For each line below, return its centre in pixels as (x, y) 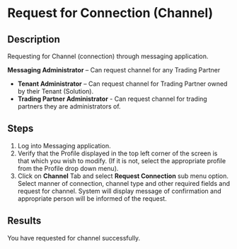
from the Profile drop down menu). (68, 168)
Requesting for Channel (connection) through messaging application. (108, 56)
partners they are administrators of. (69, 106)
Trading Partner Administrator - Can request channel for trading (112, 99)
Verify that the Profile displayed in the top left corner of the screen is (117, 153)
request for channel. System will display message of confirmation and (119, 191)
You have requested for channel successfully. (74, 238)
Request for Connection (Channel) (110, 13)
